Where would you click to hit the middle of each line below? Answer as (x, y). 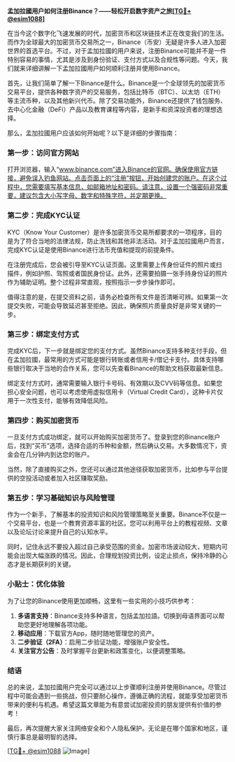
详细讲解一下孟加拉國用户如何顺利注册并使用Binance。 (105, 68)
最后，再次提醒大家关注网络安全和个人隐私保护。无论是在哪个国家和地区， (114, 728)
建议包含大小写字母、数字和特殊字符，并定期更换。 (93, 196)
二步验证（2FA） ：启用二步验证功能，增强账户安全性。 (95, 642)
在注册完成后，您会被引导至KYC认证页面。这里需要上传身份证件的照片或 (112, 264)
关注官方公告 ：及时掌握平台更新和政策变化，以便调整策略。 (103, 651)
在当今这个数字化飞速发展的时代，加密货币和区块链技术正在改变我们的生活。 (117, 33)
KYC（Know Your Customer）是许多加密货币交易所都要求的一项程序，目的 (115, 232)
